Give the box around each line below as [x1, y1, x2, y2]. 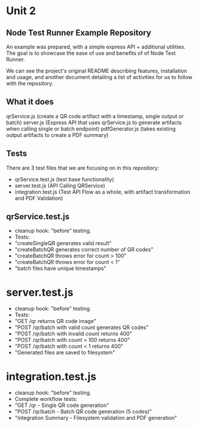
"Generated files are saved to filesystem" [14, 349, 115, 356]
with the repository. [6, 80, 54, 87]
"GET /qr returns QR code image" [14, 318, 96, 325]
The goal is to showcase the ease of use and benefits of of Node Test [6, 50, 176, 57]
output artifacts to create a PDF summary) [6, 131, 109, 138]
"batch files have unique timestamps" [14, 265, 106, 272]
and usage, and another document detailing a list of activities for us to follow [6, 74, 193, 80]
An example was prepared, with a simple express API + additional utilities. [6, 43, 186, 50]
